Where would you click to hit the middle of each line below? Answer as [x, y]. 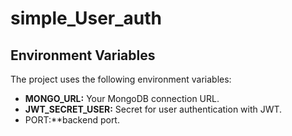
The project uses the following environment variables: [121, 79]
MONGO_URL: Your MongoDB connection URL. [122, 98]
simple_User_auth [86, 18]
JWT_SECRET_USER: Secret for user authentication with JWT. [153, 109]
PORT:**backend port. [72, 120]
